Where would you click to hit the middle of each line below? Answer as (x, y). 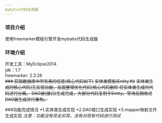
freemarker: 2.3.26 (24, 76)
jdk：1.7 (13, 70)
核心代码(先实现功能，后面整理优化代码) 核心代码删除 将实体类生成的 (81, 87)
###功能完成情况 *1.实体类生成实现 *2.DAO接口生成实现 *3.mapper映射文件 (81, 110)
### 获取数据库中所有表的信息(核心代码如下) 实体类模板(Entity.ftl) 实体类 (77, 81)
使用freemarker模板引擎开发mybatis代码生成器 (52, 39)
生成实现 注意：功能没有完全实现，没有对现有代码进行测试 (63, 116)
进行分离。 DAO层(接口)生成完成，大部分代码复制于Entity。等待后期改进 (81, 93)
